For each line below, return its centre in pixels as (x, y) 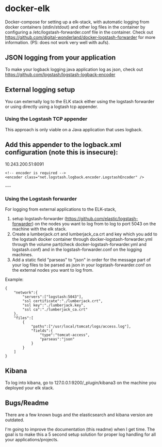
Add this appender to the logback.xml (63, 145)
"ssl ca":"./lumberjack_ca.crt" (55, 309)
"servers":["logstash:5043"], (53, 297)
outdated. (15, 420)
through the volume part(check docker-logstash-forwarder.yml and (79, 244)
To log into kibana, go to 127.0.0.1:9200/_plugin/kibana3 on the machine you (81, 383)
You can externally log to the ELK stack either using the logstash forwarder (80, 101)
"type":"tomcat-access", (65, 335)
